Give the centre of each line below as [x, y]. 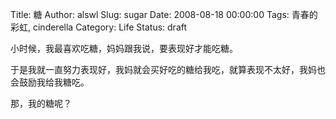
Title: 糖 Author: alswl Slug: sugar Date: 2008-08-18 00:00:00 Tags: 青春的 [164, 14]
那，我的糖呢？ [41, 103]
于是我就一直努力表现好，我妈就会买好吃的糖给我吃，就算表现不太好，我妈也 [168, 69]
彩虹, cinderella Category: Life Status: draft [99, 27]
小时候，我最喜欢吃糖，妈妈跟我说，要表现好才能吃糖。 [124, 48]
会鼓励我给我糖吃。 [50, 82]
